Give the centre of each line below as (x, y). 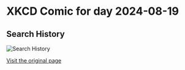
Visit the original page (34, 60)
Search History (36, 34)
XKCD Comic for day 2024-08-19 (93, 11)
